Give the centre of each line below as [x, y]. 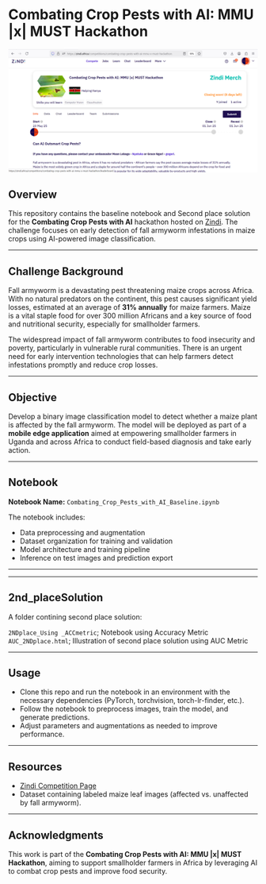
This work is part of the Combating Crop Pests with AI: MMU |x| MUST [125, 854]
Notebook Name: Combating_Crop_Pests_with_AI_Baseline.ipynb [114, 501]
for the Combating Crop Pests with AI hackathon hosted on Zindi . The [123, 222]
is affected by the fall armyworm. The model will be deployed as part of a [127, 425]
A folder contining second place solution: [75, 616]
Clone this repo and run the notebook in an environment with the [125, 692]
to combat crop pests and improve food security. [88, 871]
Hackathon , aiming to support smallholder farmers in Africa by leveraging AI [133, 863]
